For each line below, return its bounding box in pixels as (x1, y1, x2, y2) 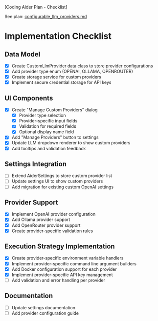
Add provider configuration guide (11, 310, 79, 316)
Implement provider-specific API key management (11, 272, 113, 278)
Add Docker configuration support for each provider (11, 266, 117, 272)
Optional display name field (19, 129, 74, 135)
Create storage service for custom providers (11, 74, 101, 80)
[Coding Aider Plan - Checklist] (4, 4, 68, 10)
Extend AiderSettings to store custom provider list (11, 173, 113, 179)
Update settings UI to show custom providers (11, 178, 103, 184)
